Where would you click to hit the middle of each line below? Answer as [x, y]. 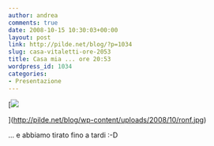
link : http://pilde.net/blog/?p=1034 [70, 45]
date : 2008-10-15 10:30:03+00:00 [63, 30]
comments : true [33, 23]
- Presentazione [35, 81]
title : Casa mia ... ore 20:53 [60, 60]
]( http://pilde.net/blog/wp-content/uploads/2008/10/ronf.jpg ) [107, 119]
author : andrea [33, 15]
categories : [28, 74]
